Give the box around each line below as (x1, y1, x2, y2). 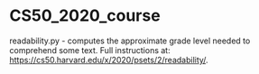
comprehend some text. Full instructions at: (9, 44, 171, 55)
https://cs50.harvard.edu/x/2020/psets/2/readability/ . (9, 54, 209, 65)
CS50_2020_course (9, 5, 161, 26)
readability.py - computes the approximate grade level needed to (9, 35, 251, 46)
